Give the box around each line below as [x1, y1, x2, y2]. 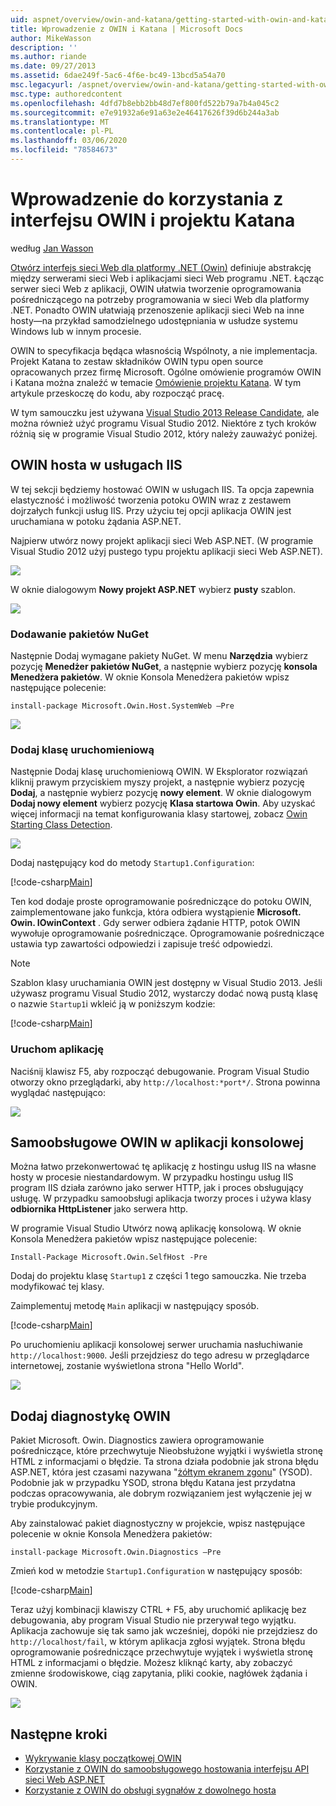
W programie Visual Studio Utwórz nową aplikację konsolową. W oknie [10, 1222, 302, 1235]
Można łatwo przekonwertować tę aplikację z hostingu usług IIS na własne [10, 1161, 317, 1173]
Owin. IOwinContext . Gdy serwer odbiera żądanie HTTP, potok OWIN [10, 917, 301, 929]
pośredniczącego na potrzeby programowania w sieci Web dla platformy [10, 293, 310, 305]
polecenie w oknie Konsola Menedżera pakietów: [10, 1528, 213, 1540]
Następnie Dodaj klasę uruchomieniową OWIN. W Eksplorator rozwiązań [10, 766, 308, 778]
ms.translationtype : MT [10, 117, 110, 127]
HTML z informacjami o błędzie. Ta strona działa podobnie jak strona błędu [10, 1456, 319, 1468]
